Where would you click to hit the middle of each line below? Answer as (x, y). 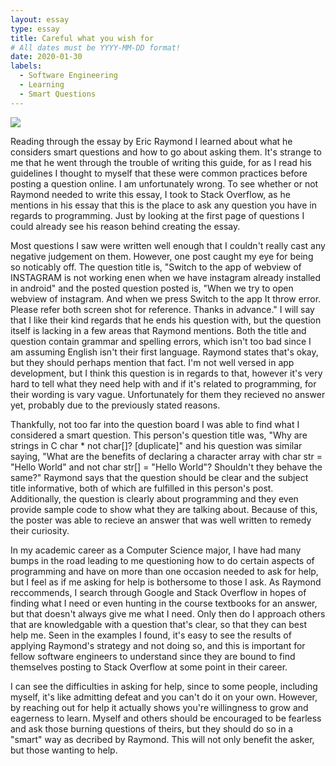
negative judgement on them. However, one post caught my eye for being (162, 256)
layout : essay (40, 19)
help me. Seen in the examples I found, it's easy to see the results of (151, 635)
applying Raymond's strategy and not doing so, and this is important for (158, 645)
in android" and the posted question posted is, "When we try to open (152, 288)
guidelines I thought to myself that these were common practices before (159, 173)
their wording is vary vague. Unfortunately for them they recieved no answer (168, 394)
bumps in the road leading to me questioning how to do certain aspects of (162, 560)
